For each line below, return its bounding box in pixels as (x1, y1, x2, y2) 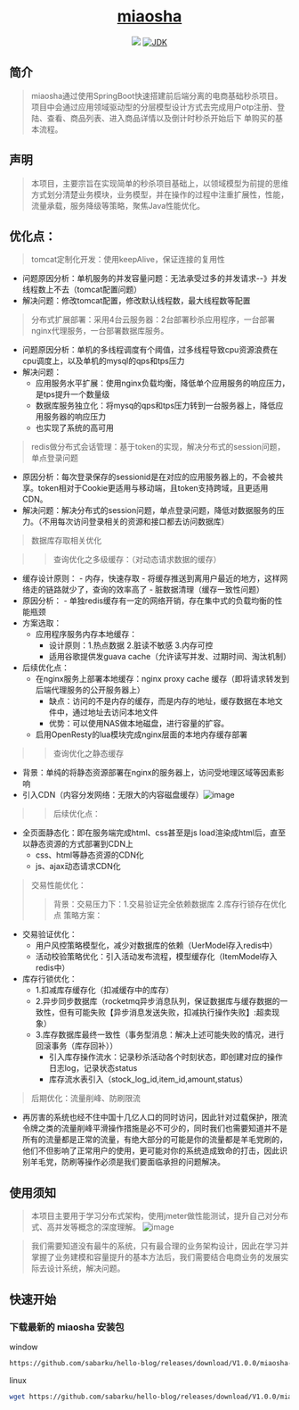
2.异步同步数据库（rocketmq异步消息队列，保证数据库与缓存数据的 (35, 996, 280, 1007)
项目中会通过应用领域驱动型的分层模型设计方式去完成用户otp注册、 (30, 101, 278, 112)
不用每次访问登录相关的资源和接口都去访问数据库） (41, 516, 230, 527)
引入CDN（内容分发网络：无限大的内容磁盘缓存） (21, 790, 204, 800)
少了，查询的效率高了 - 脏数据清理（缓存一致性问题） (69, 585, 265, 595)
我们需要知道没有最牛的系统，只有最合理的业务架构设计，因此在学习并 (30, 1240, 289, 1251)
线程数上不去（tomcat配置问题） (21, 284, 142, 295)
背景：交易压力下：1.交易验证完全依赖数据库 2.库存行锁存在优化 (53, 899, 287, 909)
